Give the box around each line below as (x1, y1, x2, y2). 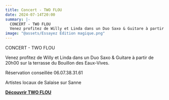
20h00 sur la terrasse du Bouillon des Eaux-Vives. (5, 60, 110, 66)
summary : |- (5, 17, 30, 22)
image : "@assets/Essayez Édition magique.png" (5, 31, 105, 36)
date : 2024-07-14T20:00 (5, 12, 56, 17)
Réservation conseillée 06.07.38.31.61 (5, 70, 83, 76)
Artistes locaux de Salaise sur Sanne (5, 79, 82, 85)
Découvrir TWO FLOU (5, 89, 52, 95)
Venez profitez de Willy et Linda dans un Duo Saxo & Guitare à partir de (5, 55, 154, 61)
